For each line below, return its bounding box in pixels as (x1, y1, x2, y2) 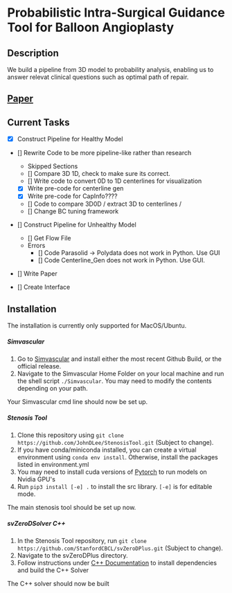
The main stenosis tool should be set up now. (7, 504, 136, 512)
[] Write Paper (17, 269, 57, 278)
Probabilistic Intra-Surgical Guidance (7, 5, 225, 21)
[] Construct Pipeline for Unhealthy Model (17, 220, 136, 229)
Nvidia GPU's (17, 475, 55, 484)
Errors (27, 241, 46, 250)
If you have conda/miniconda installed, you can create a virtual (17, 445, 197, 454)
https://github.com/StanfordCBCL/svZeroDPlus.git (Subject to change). (17, 544, 224, 552)
